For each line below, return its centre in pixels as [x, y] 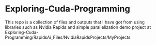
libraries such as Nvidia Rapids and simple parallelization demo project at [78, 27]
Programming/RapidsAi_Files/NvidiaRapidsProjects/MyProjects [68, 37]
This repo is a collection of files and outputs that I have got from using [75, 22]
